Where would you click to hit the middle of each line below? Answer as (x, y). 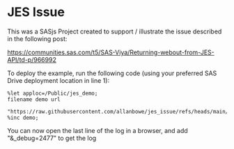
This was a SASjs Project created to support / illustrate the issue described (115, 31)
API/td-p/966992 (32, 59)
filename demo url (34, 99)
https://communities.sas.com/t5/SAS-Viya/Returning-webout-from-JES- (111, 52)
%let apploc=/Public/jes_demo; (53, 93)
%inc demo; (23, 118)
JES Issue (36, 12)
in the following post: (37, 38)
